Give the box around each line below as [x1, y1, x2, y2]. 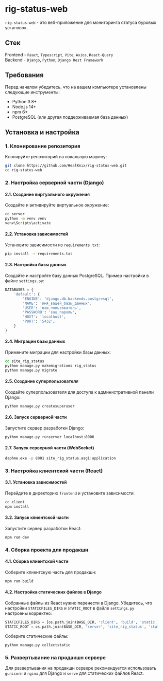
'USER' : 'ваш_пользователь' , [22, 305, 81, 310]
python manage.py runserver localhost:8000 [5, 434, 95, 439]
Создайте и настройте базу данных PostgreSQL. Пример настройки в [5, 273, 149, 278]
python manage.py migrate [5, 368, 57, 373]
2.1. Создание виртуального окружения [5, 191, 90, 197]
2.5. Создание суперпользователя [5, 378, 79, 384]
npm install [5, 504, 29, 509]
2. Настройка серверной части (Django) [5, 179, 104, 186]
